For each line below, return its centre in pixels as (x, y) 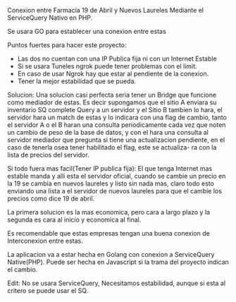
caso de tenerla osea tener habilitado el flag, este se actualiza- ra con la (112, 147)
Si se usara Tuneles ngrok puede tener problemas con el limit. (107, 66)
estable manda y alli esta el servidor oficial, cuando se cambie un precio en (117, 176)
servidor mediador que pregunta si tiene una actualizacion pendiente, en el (116, 140)
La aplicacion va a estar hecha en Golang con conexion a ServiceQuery (111, 254)
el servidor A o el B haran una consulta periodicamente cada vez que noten (117, 125)
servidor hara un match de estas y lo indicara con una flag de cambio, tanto (117, 117)
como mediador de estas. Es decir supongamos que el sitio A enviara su (112, 102)
